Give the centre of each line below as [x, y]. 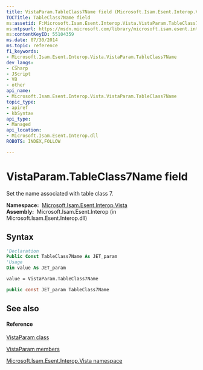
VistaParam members [33, 349]
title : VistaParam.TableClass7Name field [59, 12]
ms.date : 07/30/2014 [32, 40]
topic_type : [21, 102]
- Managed [19, 125]
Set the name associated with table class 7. [60, 193]
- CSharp [17, 68]
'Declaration [23, 251]
